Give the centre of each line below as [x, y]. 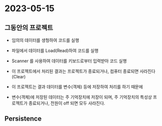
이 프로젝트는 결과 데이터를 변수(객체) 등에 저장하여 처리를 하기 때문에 [77, 87]
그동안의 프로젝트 [29, 27]
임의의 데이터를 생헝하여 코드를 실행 [45, 40]
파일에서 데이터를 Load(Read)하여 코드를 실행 [55, 51]
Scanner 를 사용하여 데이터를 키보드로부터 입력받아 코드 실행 [69, 61]
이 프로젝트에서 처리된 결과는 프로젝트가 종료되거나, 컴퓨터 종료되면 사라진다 [83, 71]
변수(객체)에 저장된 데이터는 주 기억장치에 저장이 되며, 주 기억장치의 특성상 [82, 97]
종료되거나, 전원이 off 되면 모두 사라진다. [67, 103]
